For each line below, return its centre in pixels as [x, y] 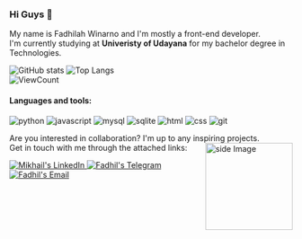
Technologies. [36, 53]
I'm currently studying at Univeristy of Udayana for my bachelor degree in [147, 43]
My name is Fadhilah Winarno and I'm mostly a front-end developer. [135, 34]
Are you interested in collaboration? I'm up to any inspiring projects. [134, 137]
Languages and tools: [51, 100]
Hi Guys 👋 [31, 14]
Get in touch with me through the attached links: [98, 147]
